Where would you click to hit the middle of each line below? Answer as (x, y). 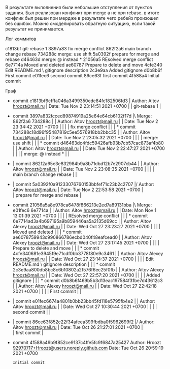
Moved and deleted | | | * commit (47, 232)
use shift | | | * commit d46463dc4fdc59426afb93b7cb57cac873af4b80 (88, 143)
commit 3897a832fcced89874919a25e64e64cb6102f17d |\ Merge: (82, 116)
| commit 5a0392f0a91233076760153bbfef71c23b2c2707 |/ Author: (83, 184)
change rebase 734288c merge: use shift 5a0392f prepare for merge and (82, 54)
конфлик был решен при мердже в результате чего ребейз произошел (82, 18)
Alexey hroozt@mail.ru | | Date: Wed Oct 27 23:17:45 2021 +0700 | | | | (86, 243)
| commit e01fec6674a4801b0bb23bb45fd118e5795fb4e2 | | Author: (84, 301)
